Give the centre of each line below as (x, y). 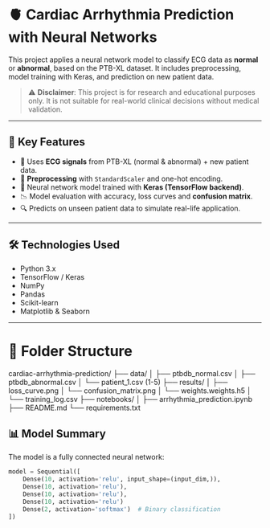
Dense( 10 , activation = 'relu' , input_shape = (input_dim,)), (122, 479)
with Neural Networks (83, 37)
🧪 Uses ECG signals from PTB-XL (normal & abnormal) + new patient (134, 162)
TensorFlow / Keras (52, 276)
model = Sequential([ (45, 472)
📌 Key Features (47, 142)
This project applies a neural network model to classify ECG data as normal (133, 59)
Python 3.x (38, 268)
